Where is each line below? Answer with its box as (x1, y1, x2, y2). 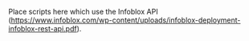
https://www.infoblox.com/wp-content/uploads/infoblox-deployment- (10, 15, 241, 25)
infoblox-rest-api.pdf (8, 24, 78, 33)
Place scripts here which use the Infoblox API (8, 7, 158, 16)
